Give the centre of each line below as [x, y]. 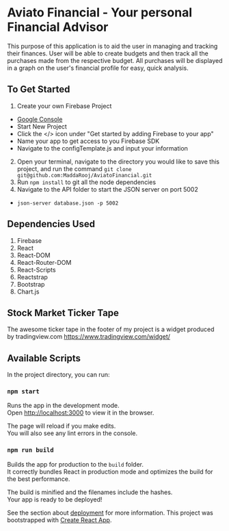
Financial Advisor [58, 27]
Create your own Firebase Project [64, 106]
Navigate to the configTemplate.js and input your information [102, 148]
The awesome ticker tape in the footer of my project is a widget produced [111, 329]
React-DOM [33, 255]
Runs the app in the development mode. [63, 406]
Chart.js [28, 292]
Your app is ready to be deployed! [55, 499]
